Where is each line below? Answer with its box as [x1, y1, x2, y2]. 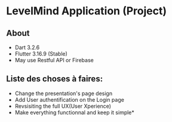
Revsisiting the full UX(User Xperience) [14, 102, 112, 109]
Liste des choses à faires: [6, 74, 103, 84]
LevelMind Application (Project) [6, 4, 167, 18]
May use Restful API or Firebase [14, 57, 94, 63]
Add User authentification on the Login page [14, 96, 124, 103]
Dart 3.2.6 [14, 44, 40, 51]
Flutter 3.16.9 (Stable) [14, 50, 67, 57]
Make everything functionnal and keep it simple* [14, 109, 134, 116]
